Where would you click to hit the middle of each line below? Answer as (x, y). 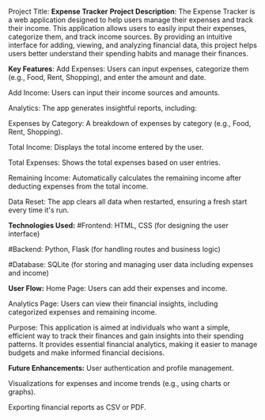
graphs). (22, 392)
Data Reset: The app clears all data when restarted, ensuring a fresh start (128, 202)
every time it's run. (39, 210)
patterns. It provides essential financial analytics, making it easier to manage (133, 344)
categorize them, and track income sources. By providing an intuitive (120, 36)
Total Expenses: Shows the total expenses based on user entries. (115, 162)
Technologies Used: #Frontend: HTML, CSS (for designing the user (119, 225)
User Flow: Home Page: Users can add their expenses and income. (118, 288)
